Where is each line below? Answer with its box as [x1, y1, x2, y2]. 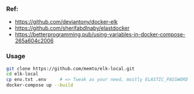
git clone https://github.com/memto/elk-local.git [6, 65, 135, 71]
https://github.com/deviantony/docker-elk [14, 18, 118, 26]
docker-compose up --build [6, 82, 73, 88]
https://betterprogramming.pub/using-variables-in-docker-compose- [14, 31, 186, 38]
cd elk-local [6, 71, 39, 77]
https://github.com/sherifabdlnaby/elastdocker [14, 24, 130, 32]
